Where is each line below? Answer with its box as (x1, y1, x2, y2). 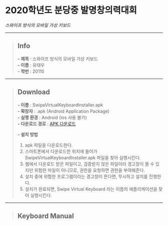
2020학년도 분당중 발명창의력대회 (5, 5, 137, 16)
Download (17, 88, 50, 96)
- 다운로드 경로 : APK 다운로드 (17, 121, 76, 127)
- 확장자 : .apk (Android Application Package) (17, 108, 110, 114)
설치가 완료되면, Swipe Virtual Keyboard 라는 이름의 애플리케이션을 (24, 186, 157, 192)
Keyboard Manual (17, 211, 74, 220)
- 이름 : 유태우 (17, 62, 45, 68)
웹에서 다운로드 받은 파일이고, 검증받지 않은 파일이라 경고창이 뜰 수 (24, 161, 154, 167)
